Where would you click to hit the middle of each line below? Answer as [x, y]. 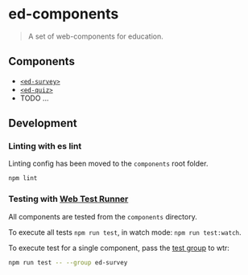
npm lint [23, 179]
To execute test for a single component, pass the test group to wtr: [119, 248]
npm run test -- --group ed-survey [68, 262]
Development [43, 123]
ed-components [64, 14]
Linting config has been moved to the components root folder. [108, 164]
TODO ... [34, 98]
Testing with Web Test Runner [68, 199]
